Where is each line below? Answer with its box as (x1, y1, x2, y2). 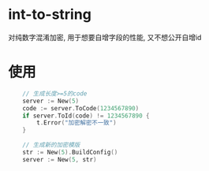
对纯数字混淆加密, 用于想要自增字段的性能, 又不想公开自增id (8, 32, 202, 42)
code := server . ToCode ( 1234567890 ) (22, 104, 140, 112)
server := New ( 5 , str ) (22, 155, 97, 163)
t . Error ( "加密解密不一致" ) (36, 119, 117, 127)
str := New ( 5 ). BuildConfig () (22, 148, 118, 156)
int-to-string (8, 6, 92, 24)
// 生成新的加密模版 (22, 141, 80, 149)
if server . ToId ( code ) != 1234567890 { (22, 112, 150, 120)
